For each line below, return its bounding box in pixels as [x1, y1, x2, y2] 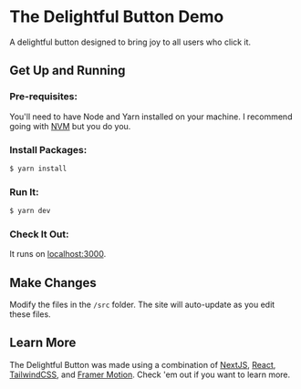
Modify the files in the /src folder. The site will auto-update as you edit [9, 299, 275, 311]
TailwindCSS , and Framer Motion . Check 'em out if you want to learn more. [9, 369, 291, 380]
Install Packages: [9, 143, 88, 156]
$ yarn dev [9, 207, 51, 216]
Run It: [9, 185, 39, 198]
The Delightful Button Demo [9, 6, 224, 27]
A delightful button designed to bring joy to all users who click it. [9, 36, 252, 47]
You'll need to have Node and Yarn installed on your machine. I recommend [9, 111, 293, 122]
